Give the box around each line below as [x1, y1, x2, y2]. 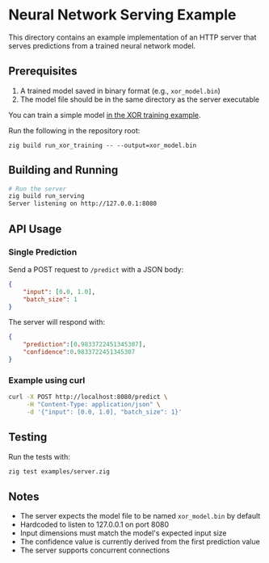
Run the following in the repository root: [8, 125, 141, 135]
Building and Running [8, 163, 119, 177]
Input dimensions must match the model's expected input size [19, 528, 227, 538]
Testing [8, 431, 48, 444]
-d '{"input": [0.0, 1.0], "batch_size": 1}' [26, 408, 183, 416]
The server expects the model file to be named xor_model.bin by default [19, 511, 261, 521]
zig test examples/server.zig [8, 467, 111, 476]
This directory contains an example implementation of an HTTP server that [8, 32, 257, 42]
